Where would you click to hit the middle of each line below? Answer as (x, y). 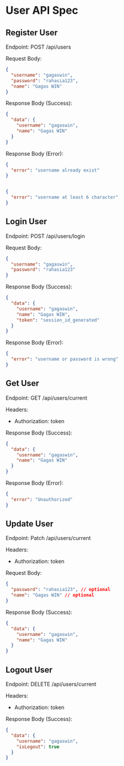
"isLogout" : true (38, 747)
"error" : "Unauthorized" (42, 499)
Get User (22, 383)
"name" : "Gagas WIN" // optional (53, 595)
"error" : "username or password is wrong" (65, 359)
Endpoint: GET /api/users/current (46, 398)
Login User (26, 221)
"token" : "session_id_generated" (58, 320)
